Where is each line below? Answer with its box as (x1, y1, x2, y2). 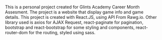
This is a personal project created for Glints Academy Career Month (5, 4, 140, 10)
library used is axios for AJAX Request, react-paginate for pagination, (5, 19, 144, 25)
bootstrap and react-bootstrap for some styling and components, (5, 25, 135, 30)
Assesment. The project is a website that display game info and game (5, 9, 144, 15)
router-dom (5, 30, 28, 35)
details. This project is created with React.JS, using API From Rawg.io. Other (5, 14, 157, 20)
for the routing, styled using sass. (29, 30, 96, 35)
